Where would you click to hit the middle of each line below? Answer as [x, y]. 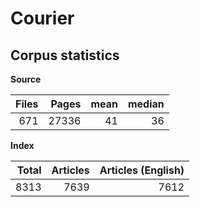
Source [26, 79]
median [146, 104]
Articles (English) [142, 170]
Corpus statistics [65, 55]
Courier [42, 18]
